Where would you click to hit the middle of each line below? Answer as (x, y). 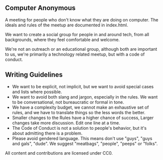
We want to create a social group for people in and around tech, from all (77, 34)
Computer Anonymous (40, 8)
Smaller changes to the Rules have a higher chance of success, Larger (83, 118)
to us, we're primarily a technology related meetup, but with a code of (75, 54)
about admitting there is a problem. (47, 133)
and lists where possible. (37, 92)
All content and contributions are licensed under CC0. (59, 153)
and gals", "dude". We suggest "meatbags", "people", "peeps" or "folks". (85, 143)
